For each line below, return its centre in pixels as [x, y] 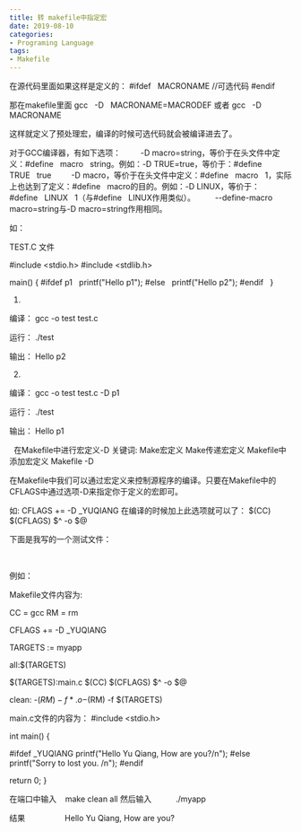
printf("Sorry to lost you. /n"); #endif [77, 763]
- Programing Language [52, 43]
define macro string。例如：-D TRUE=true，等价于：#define [146, 164]
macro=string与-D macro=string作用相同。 [88, 209]
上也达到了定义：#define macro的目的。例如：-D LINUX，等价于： [134, 186]
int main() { [30, 736]
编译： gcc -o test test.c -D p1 [64, 393]
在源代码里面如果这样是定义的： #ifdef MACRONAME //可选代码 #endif [142, 86]
